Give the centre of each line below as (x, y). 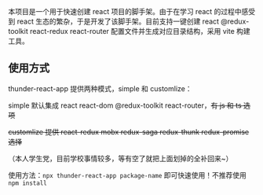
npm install (27, 183)
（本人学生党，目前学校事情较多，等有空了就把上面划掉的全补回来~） (121, 158)
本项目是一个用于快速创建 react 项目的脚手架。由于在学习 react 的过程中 (125, 11)
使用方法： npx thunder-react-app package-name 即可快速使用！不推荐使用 (128, 175)
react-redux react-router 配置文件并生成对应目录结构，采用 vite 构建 (140, 31)
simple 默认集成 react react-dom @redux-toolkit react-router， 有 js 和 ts (125, 105)
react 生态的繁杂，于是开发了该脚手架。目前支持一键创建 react (118, 21)
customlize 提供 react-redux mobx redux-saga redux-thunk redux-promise (129, 131)
